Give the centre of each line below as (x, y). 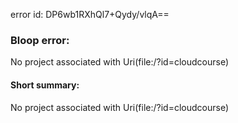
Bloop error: (40, 40)
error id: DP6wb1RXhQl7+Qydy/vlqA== (90, 14)
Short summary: (45, 85)
